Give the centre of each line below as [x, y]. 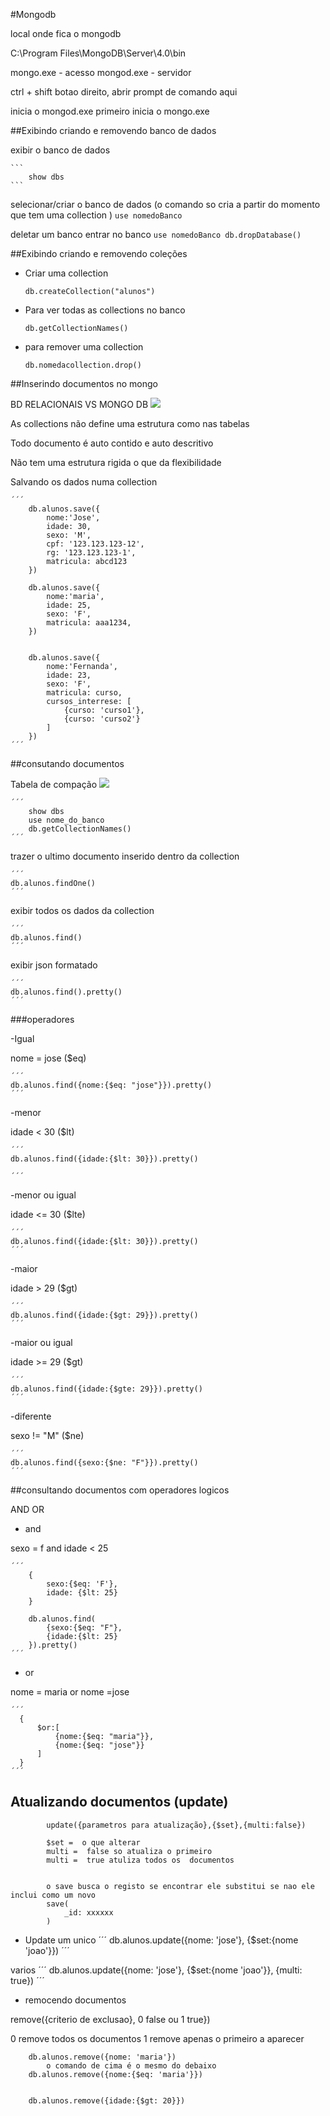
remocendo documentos [75, 2000]
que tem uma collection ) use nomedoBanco [96, 215]
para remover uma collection [84, 347]
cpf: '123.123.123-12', [95, 544]
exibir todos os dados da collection [82, 910]
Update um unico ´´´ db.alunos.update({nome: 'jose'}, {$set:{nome [161, 1940]
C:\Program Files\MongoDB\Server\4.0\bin [98, 53]
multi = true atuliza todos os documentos [140, 1860]
